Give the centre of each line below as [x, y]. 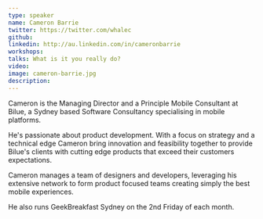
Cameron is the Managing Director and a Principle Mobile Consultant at [123, 103]
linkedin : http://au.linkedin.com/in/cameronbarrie [94, 45]
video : [19, 66]
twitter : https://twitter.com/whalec [70, 30]
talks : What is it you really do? [65, 59]
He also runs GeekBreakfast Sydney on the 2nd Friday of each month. [121, 206]
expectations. [30, 160]
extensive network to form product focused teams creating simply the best [129, 183]
